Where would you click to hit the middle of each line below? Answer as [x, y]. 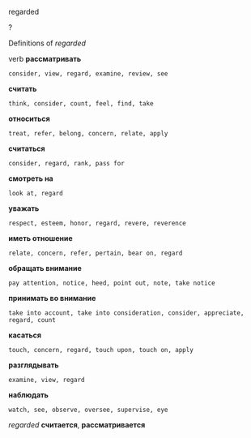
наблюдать [28, 395]
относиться [29, 118]
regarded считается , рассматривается [77, 425]
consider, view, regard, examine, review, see [88, 74]
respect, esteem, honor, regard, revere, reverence [97, 223]
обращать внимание [45, 268]
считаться [27, 148]
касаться [25, 335]
